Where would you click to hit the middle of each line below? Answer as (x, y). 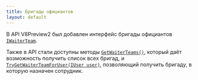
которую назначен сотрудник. (45, 71)
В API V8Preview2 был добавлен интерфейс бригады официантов (89, 34)
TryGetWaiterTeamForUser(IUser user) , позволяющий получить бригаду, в (99, 64)
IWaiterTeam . (22, 40)
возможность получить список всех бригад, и (65, 58)
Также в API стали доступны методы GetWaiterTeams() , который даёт (94, 52)
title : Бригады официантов (40, 12)
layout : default (26, 17)
